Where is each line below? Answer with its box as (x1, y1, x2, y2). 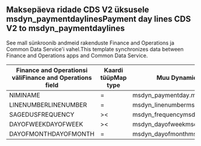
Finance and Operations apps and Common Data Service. (6, 52, 148, 59)
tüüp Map (100, 73, 127, 82)
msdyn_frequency (132, 110, 184, 119)
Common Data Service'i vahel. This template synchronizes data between (6, 45, 184, 52)
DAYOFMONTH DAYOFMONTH (9, 129, 95, 138)
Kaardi (103, 66, 124, 74)
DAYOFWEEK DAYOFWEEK (9, 120, 84, 128)
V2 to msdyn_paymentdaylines (6, 23, 125, 33)
